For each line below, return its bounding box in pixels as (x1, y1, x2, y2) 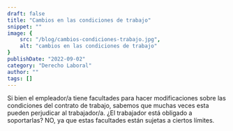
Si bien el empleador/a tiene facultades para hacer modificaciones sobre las (7, 94, 227, 102)
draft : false (7, 10, 45, 17)
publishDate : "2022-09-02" (7, 56, 86, 63)
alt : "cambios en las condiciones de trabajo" (20, 43, 158, 49)
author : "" (7, 68, 39, 75)
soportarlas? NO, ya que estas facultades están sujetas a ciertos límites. (7, 116, 215, 125)
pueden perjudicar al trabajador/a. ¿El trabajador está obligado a (7, 109, 193, 117)
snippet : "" (7, 23, 42, 30)
